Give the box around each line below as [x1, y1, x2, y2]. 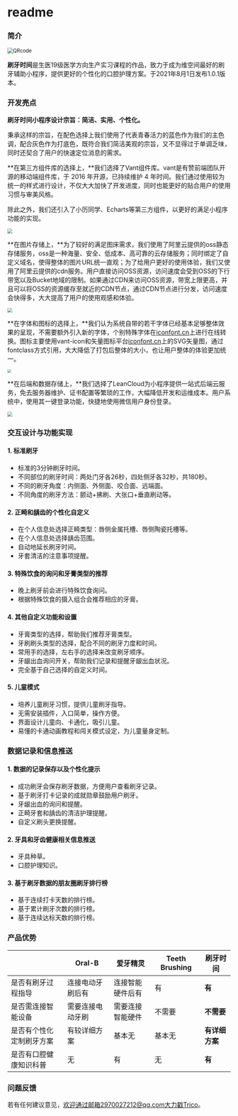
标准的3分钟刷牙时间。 [17, 464, 84, 473]
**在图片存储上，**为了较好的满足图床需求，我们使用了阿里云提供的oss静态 [7, 240, 229, 248]
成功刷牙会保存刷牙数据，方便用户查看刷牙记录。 [17, 782, 161, 790]
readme [7, 4, 54, 21]
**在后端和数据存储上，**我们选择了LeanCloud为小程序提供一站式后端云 [7, 380, 220, 388]
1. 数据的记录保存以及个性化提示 [7, 765, 101, 773]
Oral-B [75, 958, 99, 968]
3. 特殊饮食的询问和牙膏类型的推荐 [7, 569, 108, 578]
